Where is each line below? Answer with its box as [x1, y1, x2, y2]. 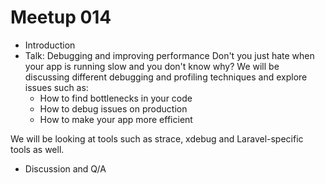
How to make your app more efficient [39, 113, 193, 125]
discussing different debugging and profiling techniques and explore [24, 71, 308, 83]
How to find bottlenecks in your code [39, 92, 193, 104]
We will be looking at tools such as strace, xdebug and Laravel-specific [10, 132, 304, 145]
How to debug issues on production [39, 102, 188, 115]
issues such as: [24, 81, 89, 93]
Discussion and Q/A [24, 162, 107, 175]
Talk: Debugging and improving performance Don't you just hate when [24, 49, 315, 61]
